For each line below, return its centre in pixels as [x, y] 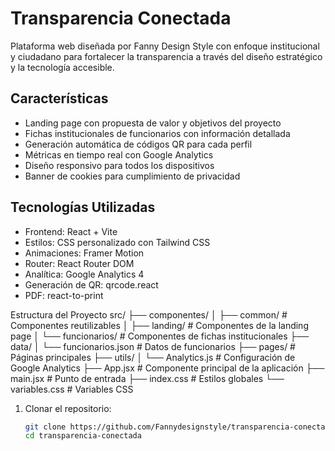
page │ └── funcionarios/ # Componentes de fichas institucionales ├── [160, 336]
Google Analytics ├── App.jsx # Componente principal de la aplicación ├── [167, 368]
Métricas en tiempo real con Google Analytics [119, 154]
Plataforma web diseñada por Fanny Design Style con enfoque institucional [165, 46]
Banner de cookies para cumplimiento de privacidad [132, 176]
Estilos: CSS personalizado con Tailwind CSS [117, 242]
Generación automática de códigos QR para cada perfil [138, 144]
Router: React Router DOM [79, 263]
